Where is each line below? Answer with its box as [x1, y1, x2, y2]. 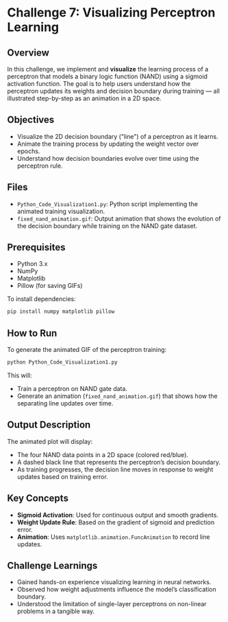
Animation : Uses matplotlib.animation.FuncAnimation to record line [16, 533, 210, 541]
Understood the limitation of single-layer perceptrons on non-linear [16, 600, 207, 608]
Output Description [7, 419, 91, 431]
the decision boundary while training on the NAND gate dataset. [16, 221, 198, 230]
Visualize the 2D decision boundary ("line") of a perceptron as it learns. [16, 132, 219, 140]
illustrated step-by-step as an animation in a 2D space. [7, 94, 162, 102]
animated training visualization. [16, 207, 105, 215]
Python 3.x [16, 260, 48, 268]
